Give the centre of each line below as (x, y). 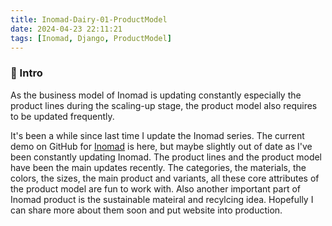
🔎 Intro (26, 73)
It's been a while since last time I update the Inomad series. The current (157, 135)
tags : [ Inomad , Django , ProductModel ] (91, 38)
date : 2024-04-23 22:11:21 (66, 29)
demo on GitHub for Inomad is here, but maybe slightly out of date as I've (161, 146)
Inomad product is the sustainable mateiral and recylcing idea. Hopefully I (162, 199)
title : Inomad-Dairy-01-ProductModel (89, 19)
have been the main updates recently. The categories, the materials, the (158, 167)
